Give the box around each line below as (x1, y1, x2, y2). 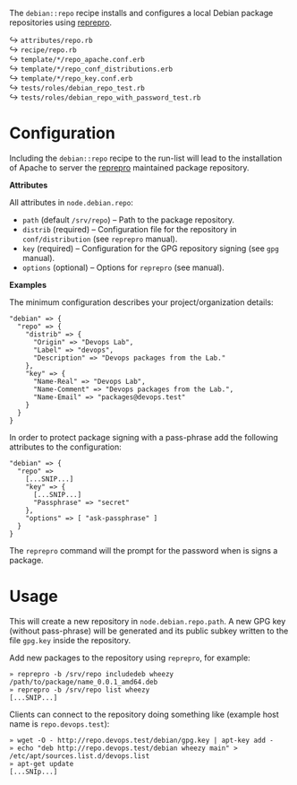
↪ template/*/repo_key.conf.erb (9, 73, 133, 83)
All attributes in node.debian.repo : (9, 196, 134, 207)
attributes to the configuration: (9, 441, 123, 452)
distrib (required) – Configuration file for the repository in (21, 223, 237, 234)
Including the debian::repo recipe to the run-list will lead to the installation (9, 153, 283, 163)
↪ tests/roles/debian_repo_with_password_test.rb (9, 92, 201, 102)
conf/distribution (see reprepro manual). (21, 233, 178, 244)
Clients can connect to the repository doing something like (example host (9, 709, 279, 720)
